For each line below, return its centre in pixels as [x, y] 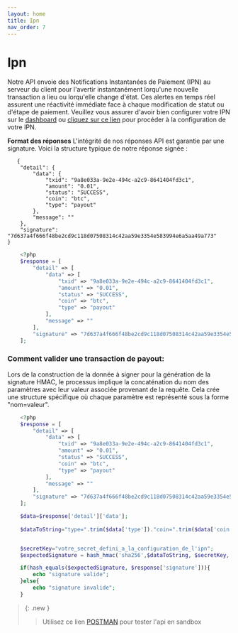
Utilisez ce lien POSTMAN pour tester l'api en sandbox [122, 622]
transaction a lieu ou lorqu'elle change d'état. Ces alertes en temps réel [112, 97]
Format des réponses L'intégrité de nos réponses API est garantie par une [116, 141]
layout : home [27, 14]
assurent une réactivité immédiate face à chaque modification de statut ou [116, 104]
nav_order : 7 [27, 27]
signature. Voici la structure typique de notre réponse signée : [97, 148]
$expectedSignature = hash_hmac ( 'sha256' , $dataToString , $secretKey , [125, 555]
